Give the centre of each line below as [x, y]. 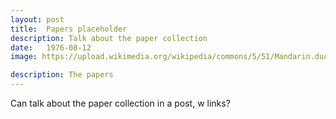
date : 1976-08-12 [51, 47]
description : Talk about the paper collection [109, 38]
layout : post [37, 19]
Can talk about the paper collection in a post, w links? [120, 103]
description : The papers [62, 75]
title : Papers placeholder [69, 29]
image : [24, 57]
